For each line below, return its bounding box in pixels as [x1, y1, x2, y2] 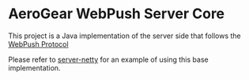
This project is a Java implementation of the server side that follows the [8, 31, 241, 40]
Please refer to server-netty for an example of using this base [8, 55, 209, 64]
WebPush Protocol [8, 39, 69, 48]
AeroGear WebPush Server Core [8, 5, 225, 23]
